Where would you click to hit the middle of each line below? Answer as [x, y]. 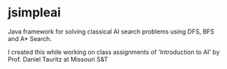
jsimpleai [34, 13]
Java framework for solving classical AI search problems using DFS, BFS [111, 31]
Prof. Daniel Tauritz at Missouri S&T [58, 59]
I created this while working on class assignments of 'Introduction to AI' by [114, 52]
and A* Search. [30, 38]
